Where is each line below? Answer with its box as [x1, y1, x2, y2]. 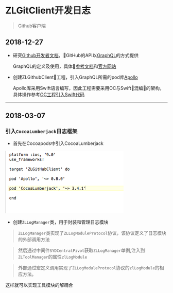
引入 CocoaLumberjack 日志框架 [5, 128, 78, 135]
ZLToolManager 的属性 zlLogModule [18, 254, 88, 260]
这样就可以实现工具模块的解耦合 [5, 282, 73, 288]
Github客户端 [18, 23, 46, 29]
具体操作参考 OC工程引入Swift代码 [12, 91, 85, 98]
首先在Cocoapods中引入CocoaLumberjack [12, 140, 104, 146]
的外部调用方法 [18, 236, 50, 243]
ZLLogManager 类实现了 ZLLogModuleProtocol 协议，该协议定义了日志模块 [18, 230, 166, 236]
